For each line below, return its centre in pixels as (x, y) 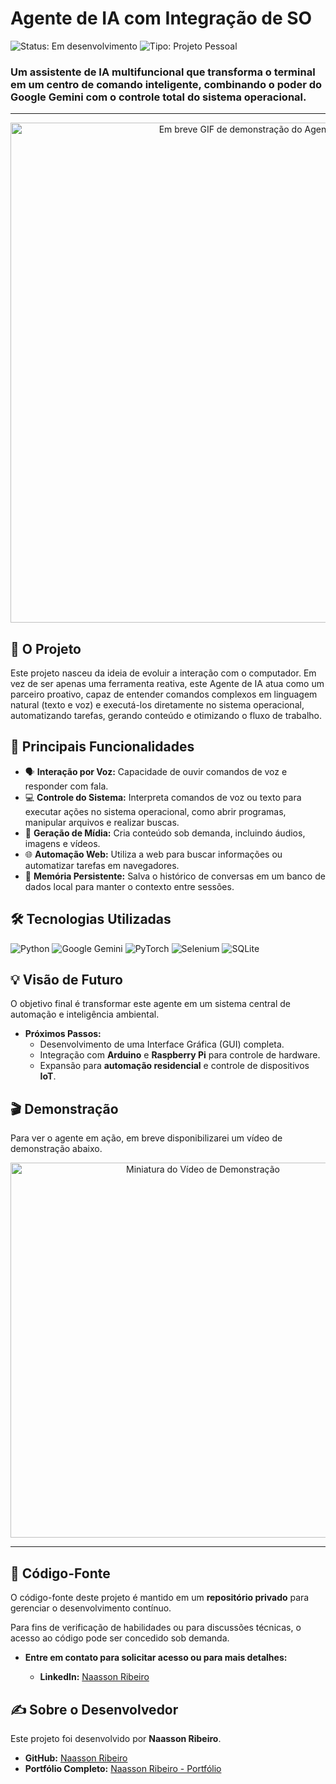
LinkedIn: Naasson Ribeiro (94, 1677)
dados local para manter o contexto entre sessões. (129, 886)
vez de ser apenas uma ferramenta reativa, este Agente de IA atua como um (167, 684)
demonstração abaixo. (56, 1149)
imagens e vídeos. (62, 843)
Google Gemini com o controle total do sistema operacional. (158, 97)
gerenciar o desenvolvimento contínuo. (91, 1608)
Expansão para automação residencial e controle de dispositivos (174, 1066)
